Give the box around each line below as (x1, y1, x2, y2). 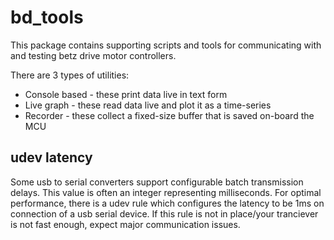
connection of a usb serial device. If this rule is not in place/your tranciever (10, 207, 319, 220)
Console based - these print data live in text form (24, 88, 228, 100)
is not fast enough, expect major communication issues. (10, 218, 241, 230)
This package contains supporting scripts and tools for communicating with (10, 39, 322, 51)
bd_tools (10, 6, 84, 29)
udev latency (10, 149, 93, 166)
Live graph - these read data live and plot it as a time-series (24, 99, 272, 111)
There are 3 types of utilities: (10, 69, 130, 81)
